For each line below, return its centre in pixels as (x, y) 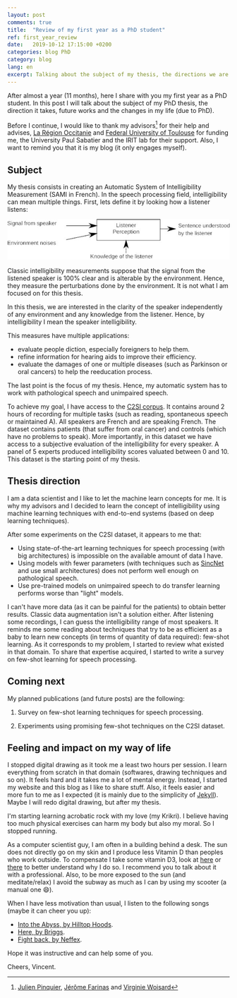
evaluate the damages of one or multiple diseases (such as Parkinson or (122, 364)
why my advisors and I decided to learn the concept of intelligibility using (114, 505)
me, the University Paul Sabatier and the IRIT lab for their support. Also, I (113, 140)
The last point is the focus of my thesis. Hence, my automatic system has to (117, 385)
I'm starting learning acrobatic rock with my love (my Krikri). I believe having (118, 816)
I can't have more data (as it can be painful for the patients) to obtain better (117, 606)
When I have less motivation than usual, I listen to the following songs (108, 903)
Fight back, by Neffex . (50, 939)
